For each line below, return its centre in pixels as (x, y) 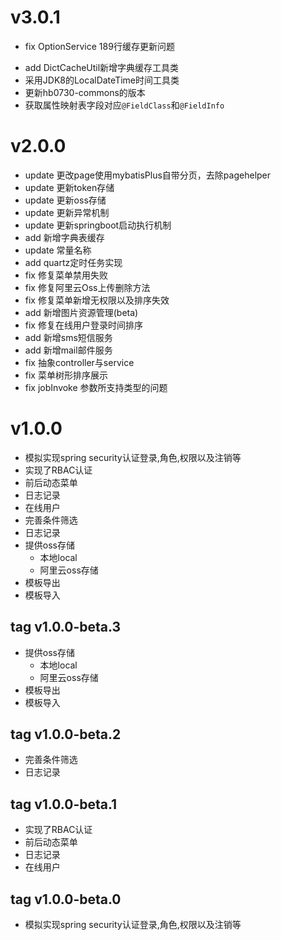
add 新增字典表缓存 (64, 237)
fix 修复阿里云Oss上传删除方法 (87, 287)
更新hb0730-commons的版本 (85, 92)
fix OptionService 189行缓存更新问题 (99, 46)
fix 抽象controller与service (79, 362)
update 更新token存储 (69, 187)
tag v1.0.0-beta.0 (66, 899)
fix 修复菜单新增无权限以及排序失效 (97, 300)
